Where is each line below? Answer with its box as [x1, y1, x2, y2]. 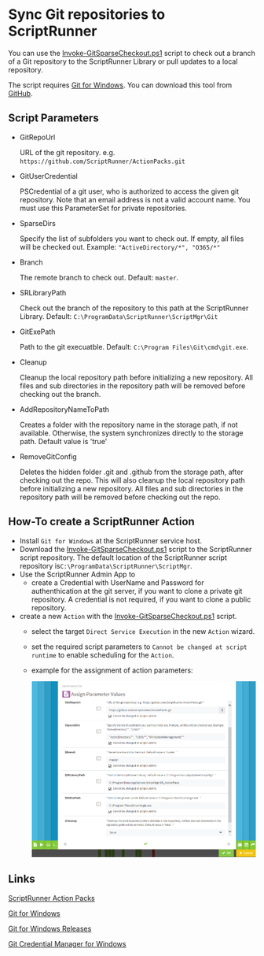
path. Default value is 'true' [19, 436, 108, 446]
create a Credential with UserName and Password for [31, 577, 204, 587]
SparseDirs [19, 218, 57, 228]
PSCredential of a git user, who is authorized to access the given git [19, 187, 240, 196]
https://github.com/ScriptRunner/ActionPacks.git [19, 157, 186, 165]
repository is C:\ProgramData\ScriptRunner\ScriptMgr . [19, 561, 192, 570]
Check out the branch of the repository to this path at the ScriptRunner [19, 303, 249, 313]
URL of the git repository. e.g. [19, 147, 115, 157]
